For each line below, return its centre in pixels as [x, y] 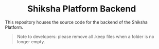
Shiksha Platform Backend [82, 9]
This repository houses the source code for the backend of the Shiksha [76, 22]
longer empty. [31, 41]
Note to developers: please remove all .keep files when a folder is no [86, 37]
